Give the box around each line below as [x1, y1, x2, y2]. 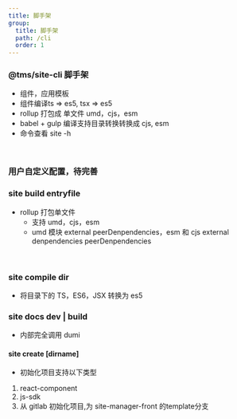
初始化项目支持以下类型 [19, 368, 97, 377]
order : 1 [15, 42, 45, 49]
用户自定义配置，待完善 [8, 166, 98, 177]
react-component [19, 384, 78, 393]
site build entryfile [8, 188, 81, 200]
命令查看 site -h [19, 128, 72, 138]
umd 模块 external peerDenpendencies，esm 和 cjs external [31, 227, 229, 236]
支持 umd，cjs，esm [31, 217, 100, 227]
